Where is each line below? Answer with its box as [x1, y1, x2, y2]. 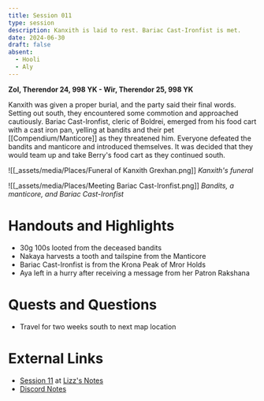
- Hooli [15, 56, 41, 64]
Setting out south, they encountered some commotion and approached [8, 108, 239, 118]
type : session [8, 19, 55, 27]
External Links [8, 349, 104, 367]
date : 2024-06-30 [8, 33, 65, 42]
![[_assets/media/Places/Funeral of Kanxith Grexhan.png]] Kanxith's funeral [8, 165, 254, 174]
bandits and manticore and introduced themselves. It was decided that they [8, 141, 254, 151]
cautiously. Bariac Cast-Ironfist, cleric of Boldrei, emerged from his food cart [8, 116, 257, 126]
